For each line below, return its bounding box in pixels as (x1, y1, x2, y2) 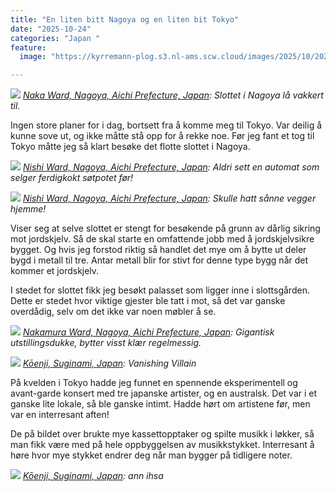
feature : (10, 42, 47, 53)
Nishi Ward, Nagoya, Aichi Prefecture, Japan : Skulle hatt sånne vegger (22, 192, 317, 205)
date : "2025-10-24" (10, 24, 92, 34)
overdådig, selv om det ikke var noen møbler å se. (10, 306, 217, 318)
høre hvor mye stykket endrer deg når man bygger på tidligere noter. (10, 449, 293, 461)
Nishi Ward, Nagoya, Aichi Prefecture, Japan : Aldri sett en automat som (22, 161, 320, 173)
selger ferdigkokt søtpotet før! (10, 172, 134, 184)
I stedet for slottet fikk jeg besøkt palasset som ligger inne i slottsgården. (10, 284, 310, 296)
